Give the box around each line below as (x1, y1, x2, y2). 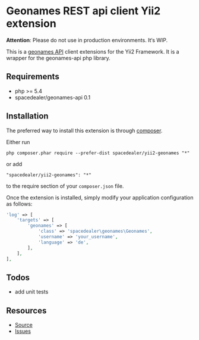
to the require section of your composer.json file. (6, 182, 124, 189)
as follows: (6, 200, 33, 207)
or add (6, 160, 23, 167)
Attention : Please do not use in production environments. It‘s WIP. (6, 36, 168, 43)
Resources (6, 305, 47, 316)
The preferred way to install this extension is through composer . (6, 127, 163, 134)
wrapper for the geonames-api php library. (6, 54, 111, 61)
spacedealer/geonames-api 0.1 (14, 93, 91, 101)
